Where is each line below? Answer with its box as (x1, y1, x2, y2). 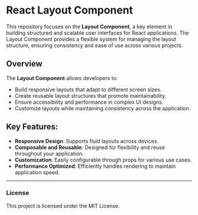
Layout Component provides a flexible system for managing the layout (6, 35, 177, 42)
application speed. (14, 168, 60, 176)
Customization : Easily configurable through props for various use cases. (14, 156, 192, 163)
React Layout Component (6, 4, 134, 17)
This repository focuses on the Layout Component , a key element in (6, 23, 173, 30)
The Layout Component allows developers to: (6, 74, 118, 81)
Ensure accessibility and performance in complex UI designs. (14, 98, 164, 105)
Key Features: (6, 122, 58, 132)
